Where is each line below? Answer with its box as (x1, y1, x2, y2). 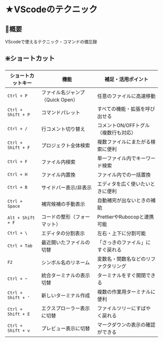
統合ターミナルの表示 (41, 272, 90, 279)
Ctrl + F (7, 159, 28, 164)
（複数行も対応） (97, 129, 136, 136)
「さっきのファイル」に (97, 239, 151, 246)
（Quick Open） (41, 96, 79, 103)
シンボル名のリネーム (41, 259, 90, 266)
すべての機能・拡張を (97, 105, 146, 112)
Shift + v (7, 327, 30, 333)
